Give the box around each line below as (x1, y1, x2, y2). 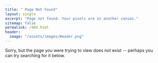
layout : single (5, 12, 36, 16)
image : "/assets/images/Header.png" (9, 34, 84, 39)
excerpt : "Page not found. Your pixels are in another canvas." (5, 16, 138, 21)
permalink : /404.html (5, 25, 49, 30)
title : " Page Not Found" (5, 7, 58, 12)
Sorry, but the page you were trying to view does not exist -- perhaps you (5, 47, 154, 53)
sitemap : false (5, 20, 36, 26)
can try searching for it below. (5, 52, 65, 58)
